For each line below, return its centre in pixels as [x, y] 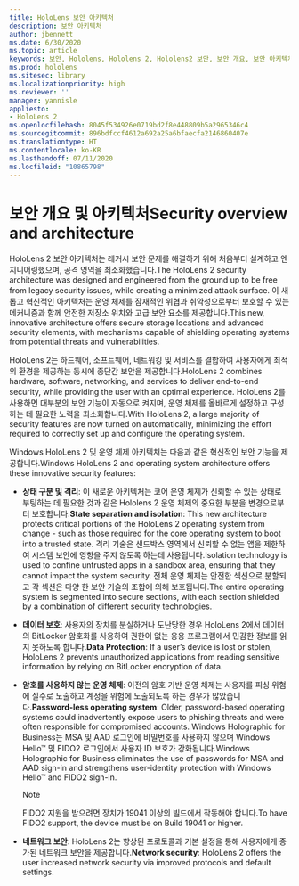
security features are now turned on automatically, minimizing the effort [141, 424]
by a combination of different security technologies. [117, 606]
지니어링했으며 [35, 270]
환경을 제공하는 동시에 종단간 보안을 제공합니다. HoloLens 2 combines [140, 372]
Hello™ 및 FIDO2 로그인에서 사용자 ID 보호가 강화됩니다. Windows [136, 749]
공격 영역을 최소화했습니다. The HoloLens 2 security [155, 270]
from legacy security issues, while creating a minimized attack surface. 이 [144, 291]
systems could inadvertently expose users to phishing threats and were [153, 718]
